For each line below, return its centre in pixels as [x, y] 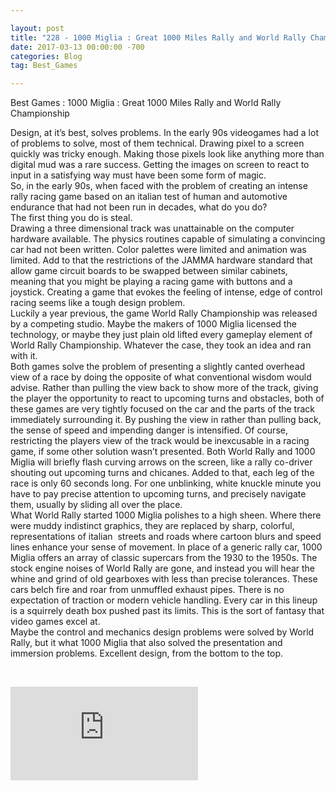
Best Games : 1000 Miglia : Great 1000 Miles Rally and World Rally [146, 103]
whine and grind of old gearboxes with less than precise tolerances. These [164, 579]
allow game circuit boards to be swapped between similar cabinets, [149, 271]
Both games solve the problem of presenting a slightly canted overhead [158, 367]
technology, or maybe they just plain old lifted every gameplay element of [161, 335]
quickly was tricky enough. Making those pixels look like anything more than [167, 154]
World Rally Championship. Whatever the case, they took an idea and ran [161, 345]
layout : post [37, 28]
